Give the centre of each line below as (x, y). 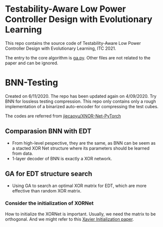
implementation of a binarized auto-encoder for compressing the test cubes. (82, 106)
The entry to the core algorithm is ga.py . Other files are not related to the (78, 57)
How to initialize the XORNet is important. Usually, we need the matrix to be (81, 214)
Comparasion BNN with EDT (48, 131)
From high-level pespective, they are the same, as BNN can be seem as (84, 143)
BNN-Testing (32, 83)
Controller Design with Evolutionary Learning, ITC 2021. (61, 48)
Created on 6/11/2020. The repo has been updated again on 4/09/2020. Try (81, 96)
